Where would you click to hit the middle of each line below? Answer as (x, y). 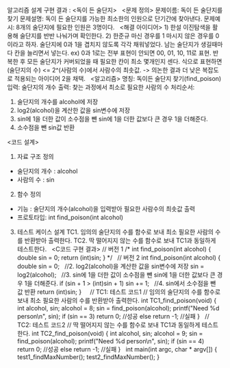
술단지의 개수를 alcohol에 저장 (57, 102)
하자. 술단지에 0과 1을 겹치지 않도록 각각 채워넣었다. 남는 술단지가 (112, 44)
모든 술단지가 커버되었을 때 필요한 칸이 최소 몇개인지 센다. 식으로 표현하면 (125, 61)
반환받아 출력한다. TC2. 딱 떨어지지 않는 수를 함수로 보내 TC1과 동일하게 (120, 241)
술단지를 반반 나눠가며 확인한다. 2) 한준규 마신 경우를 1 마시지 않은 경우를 (117, 36)
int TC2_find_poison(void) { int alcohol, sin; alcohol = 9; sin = (117, 333)
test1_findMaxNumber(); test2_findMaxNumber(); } (88, 357)
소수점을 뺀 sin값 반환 (46, 127)
